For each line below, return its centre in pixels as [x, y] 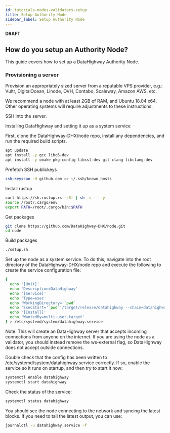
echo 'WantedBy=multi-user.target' [47, 317]
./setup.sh [17, 250]
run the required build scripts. [36, 141]
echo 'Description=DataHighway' [44, 289]
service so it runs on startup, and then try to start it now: [64, 368]
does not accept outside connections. [45, 348]
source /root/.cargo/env [31, 202]
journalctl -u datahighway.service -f [46, 425]
